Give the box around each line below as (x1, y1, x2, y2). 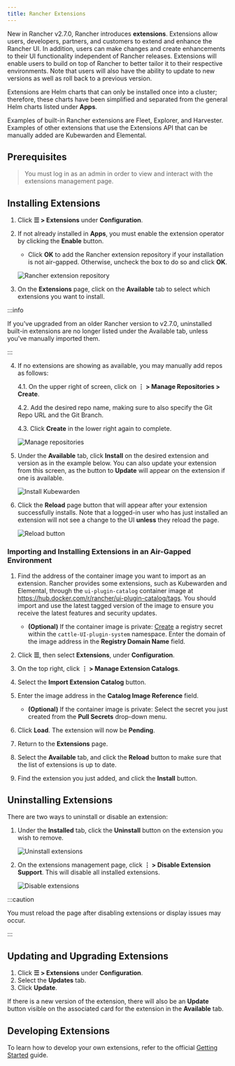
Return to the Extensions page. (17, 739, 108, 748)
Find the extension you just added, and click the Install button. (17, 774, 198, 782)
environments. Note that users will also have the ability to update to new (7, 66, 215, 75)
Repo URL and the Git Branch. (17, 411, 104, 420)
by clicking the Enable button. (17, 237, 104, 246)
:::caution (7, 895, 35, 904)
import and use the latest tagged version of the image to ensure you (17, 601, 214, 609)
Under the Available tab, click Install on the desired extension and (17, 452, 209, 460)
